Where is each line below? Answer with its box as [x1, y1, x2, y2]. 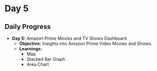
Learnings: [19, 46, 43, 51]
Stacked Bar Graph [26, 56, 65, 62]
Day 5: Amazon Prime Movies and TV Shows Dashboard [11, 35, 127, 41]
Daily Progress [4, 23, 51, 31]
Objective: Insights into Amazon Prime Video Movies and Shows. [19, 41, 153, 47]
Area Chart [26, 62, 49, 67]
